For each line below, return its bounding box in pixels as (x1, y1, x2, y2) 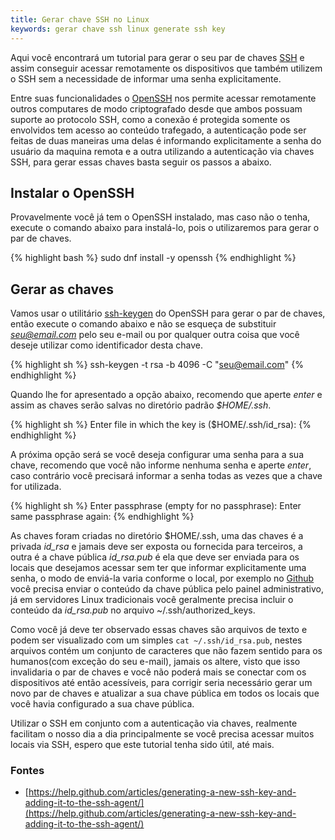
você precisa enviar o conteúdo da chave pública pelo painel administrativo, (10, 583, 324, 595)
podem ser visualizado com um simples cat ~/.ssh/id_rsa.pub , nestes (10, 634, 303, 646)
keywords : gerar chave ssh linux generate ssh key (10, 24, 226, 34)
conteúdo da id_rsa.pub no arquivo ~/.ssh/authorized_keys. (10, 604, 256, 616)
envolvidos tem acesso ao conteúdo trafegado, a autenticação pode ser (10, 124, 307, 136)
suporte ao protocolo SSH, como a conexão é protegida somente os (10, 113, 291, 125)
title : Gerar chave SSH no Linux (10, 14, 150, 25)
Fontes (10, 764, 45, 778)
